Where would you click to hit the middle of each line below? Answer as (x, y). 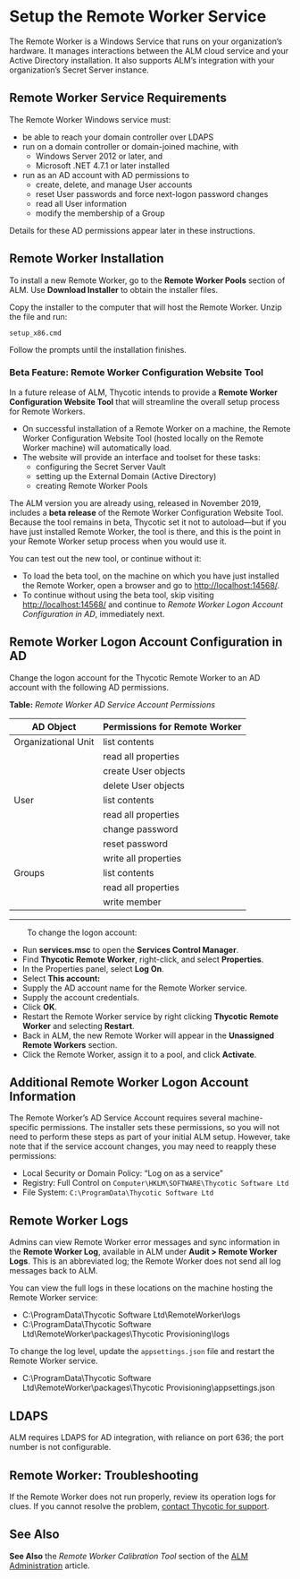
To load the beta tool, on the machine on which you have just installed (150, 576)
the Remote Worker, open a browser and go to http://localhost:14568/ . (151, 585)
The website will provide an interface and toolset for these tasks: (141, 457)
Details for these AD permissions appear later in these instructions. (133, 230)
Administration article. (50, 1566)
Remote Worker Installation (87, 258)
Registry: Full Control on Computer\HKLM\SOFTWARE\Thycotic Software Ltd (155, 1183)
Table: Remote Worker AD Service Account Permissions (112, 704)
